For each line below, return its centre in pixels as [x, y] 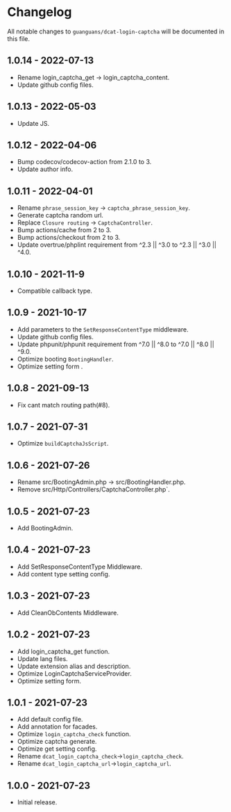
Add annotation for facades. [57, 726]
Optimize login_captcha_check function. [74, 734]
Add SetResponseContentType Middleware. [80, 567]
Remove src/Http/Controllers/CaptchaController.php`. [93, 489]
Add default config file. [50, 720]
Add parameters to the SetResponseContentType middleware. [103, 329]
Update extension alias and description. [74, 666]
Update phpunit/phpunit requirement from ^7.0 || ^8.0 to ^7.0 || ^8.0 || [116, 344]
